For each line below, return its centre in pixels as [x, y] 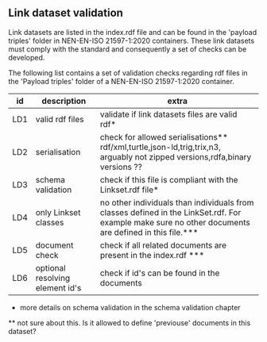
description [64, 101]
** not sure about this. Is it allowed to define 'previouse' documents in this [130, 323]
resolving [53, 278]
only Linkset [58, 212]
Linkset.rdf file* [129, 190]
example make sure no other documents [175, 222]
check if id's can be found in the [160, 273]
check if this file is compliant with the [169, 179]
